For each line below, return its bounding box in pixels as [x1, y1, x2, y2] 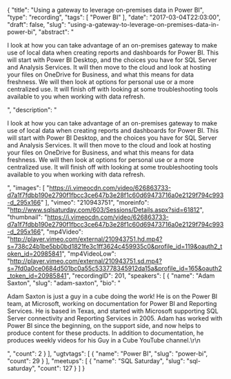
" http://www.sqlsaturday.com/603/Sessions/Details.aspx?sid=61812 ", [7, 206, 204, 214]
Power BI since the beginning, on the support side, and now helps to [7, 322, 201, 329]
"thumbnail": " [7, 213, 48, 221]
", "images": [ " [7, 184, 50, 192]
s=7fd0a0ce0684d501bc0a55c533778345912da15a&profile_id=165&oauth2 [7, 265, 222, 272]
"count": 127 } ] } [37, 365, 85, 372]
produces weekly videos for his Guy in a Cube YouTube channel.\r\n [7, 336, 201, 344]
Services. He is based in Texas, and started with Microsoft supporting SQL [7, 307, 219, 315]
